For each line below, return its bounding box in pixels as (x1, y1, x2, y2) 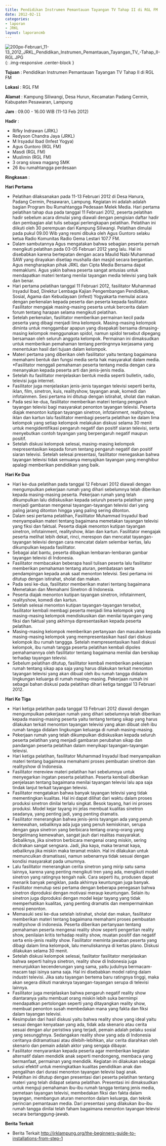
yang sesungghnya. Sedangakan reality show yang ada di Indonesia (12, 1032, 151, 1038)
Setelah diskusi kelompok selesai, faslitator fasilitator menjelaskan (12, 953, 147, 959)
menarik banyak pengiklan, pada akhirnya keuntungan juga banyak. (12, 879, 150, 885)
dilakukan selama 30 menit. (12, 948, 68, 954)
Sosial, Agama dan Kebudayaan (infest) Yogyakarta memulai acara (12, 293, 148, 299)
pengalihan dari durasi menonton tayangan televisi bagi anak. (12, 1069, 137, 1075)
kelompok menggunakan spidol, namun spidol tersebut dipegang (28, 330, 161, 336)
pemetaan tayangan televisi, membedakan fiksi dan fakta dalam (12, 1090, 142, 1095)
